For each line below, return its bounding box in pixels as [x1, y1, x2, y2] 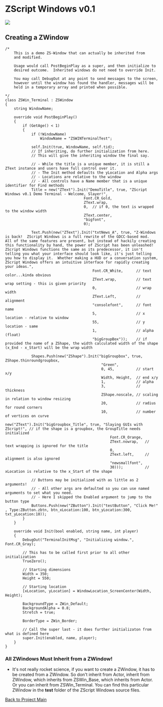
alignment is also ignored [5, 456, 60, 461]
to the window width [5, 208, 47, 213]
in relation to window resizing [5, 396, 71, 401]
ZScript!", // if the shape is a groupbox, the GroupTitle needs [5, 426, 141, 431]
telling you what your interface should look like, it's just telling [5, 251, 152, 256]
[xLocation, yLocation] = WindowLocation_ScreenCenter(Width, [22, 588, 152, 593]
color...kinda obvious [5, 272, 51, 278]
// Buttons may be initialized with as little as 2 [31, 477, 139, 483]
